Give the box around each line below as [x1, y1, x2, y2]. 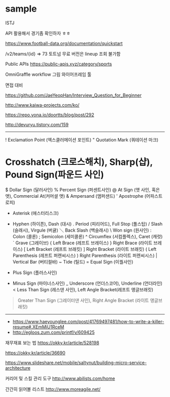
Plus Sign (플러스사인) [12, 269, 57, 276]
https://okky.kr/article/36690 [5, 349, 66, 356]
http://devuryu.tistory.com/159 [5, 121, 69, 127]
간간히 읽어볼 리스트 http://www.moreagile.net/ [5, 386, 101, 392]
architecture [5, 365, 31, 371]
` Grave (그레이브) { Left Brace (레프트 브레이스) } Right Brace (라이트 [12, 240, 153, 246]
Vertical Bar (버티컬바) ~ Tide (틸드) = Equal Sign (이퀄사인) [12, 258, 134, 264]
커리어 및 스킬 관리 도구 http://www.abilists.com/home [5, 375, 115, 381]
